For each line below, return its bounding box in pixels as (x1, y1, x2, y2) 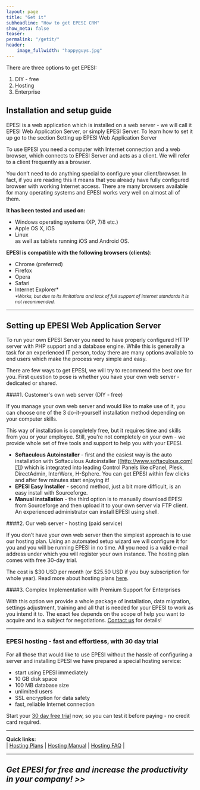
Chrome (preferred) (14, 260, 64, 267)
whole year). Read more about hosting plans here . (6, 575, 129, 582)
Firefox (14, 267, 33, 274)
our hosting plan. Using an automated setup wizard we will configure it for (6, 538, 187, 545)
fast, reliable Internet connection (14, 700, 95, 708)
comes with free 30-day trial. (6, 557, 77, 564)
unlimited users (14, 687, 53, 695)
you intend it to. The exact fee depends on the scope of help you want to (6, 610, 185, 618)
